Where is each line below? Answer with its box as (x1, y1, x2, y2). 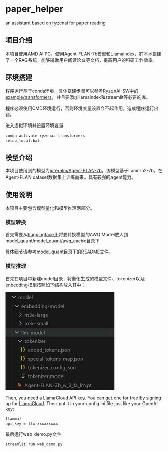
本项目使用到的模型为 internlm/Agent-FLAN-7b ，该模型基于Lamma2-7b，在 (5, 168, 163, 174)
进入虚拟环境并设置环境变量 (5, 122, 64, 128)
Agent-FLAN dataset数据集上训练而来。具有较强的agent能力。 (5, 174, 136, 180)
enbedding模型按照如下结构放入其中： (5, 282, 86, 288)
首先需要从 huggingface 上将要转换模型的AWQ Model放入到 (5, 232, 128, 238)
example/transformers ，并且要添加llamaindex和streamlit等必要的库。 (5, 94, 151, 100)
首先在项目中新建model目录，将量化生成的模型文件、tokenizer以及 (5, 275, 145, 281)
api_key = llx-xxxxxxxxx (5, 421, 58, 426)
